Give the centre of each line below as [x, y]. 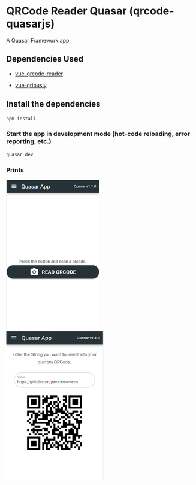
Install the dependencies [53, 104]
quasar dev [20, 154]
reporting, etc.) [29, 141]
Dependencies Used [45, 59]
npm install [21, 119]
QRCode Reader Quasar [67, 11]
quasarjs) [31, 24]
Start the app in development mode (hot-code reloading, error [98, 134]
